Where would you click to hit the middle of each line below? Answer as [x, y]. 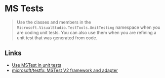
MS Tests [24, 9]
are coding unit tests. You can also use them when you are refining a [86, 32]
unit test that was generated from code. [57, 38]
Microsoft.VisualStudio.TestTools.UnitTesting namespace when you [88, 27]
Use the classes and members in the [54, 22]
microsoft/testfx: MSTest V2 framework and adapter [65, 70]
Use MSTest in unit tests [37, 65]
